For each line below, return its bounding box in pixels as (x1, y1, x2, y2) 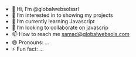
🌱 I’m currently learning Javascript (11, 18, 95, 24)
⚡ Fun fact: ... (11, 45, 44, 52)
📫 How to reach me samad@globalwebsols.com (11, 31, 130, 37)
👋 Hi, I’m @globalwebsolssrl (11, 6, 79, 12)
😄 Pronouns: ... (11, 39, 50, 46)
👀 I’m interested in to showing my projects (11, 12, 113, 19)
